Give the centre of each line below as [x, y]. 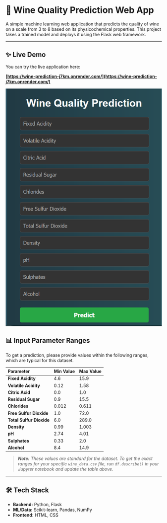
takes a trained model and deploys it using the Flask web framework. [76, 34]
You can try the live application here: [43, 67]
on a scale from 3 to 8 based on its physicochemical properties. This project [83, 29]
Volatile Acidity [24, 385]
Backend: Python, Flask [37, 505]
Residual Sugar [24, 399]
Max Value [90, 372]
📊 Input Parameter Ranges [48, 340]
